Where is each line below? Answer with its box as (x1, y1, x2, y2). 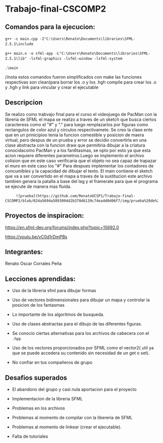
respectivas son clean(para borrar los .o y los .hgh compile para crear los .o (5, 79, 157, 85)
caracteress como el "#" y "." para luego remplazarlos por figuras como (5, 121, 148, 127)
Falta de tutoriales (12, 433, 49, 440)
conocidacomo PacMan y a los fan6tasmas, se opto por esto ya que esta (5, 147, 151, 153)
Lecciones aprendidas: (5, 275, 76, 283)
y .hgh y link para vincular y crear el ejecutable (5, 84, 98, 90)
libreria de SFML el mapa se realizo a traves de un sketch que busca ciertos (5, 116, 157, 122)
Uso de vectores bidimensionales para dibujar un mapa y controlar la (12, 297, 150, 303)
